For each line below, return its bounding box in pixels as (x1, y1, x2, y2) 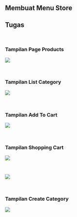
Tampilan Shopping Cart (5, 144, 64, 151)
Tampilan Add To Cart (5, 111, 58, 118)
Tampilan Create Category (5, 195, 69, 202)
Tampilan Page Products (5, 46, 64, 53)
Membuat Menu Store (5, 4, 73, 12)
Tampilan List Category (5, 79, 61, 86)
